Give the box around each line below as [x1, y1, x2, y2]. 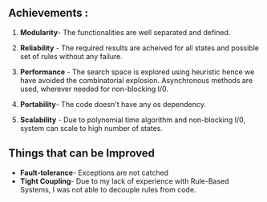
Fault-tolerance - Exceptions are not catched [19, 168, 169, 177]
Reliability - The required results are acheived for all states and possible [19, 43, 259, 53]
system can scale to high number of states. [19, 123, 163, 133]
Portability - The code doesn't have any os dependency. [19, 99, 206, 109]
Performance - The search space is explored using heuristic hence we [19, 67, 255, 77]
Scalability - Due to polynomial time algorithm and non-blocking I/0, [19, 115, 246, 125]
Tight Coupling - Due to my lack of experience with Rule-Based [19, 176, 230, 186]
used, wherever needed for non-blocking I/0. [19, 84, 169, 93]
